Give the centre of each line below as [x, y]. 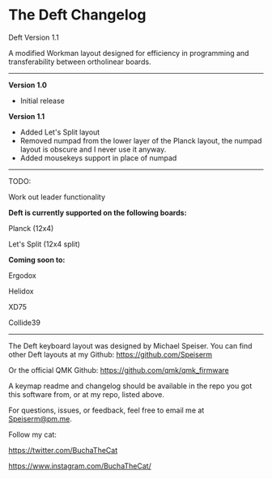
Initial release [42, 101]
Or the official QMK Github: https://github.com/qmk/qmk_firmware [119, 370]
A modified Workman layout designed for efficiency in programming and [129, 53]
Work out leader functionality [57, 197]
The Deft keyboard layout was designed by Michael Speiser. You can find [130, 345]
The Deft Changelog [77, 15]
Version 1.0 [28, 85]
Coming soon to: [37, 259]
